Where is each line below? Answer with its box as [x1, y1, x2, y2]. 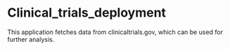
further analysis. [7, 35, 55, 43]
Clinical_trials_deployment [7, 5, 167, 21]
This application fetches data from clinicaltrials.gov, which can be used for [7, 28, 224, 36]
